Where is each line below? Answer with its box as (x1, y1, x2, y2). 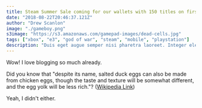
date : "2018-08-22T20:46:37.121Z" (6, 14, 93, 20)
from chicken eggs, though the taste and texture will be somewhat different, (6, 76, 194, 84)
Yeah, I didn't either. (6, 94, 56, 102)
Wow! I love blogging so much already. (6, 58, 102, 66)
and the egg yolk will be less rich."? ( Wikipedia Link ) (6, 83, 135, 90)
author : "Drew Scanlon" (6, 20, 66, 26)
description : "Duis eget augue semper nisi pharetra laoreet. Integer (6, 43, 187, 49)
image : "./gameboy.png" (6, 25, 66, 32)
